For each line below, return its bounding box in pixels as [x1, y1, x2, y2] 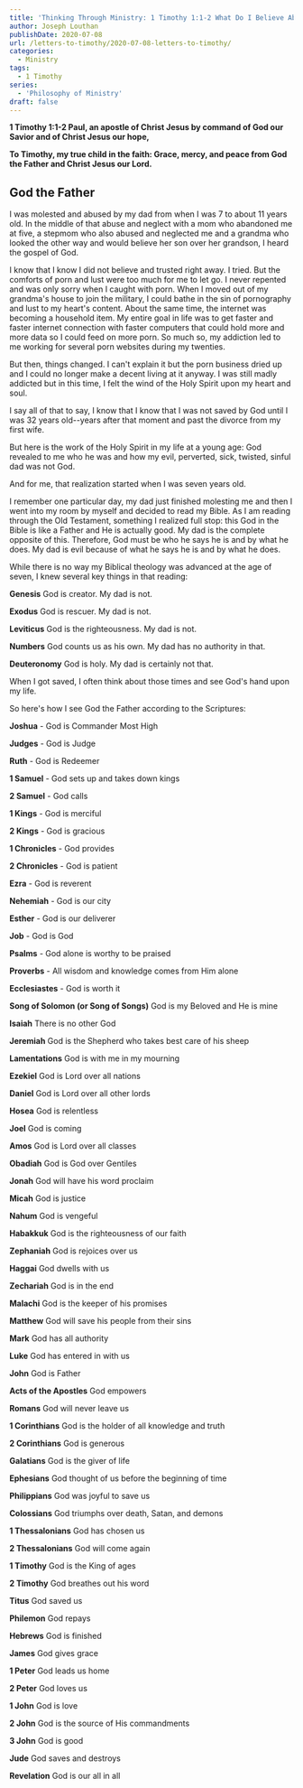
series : [9, 80, 39, 89]
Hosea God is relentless [9, 1105, 99, 1116]
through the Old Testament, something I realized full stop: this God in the [9, 516, 280, 526]
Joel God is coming [9, 1123, 82, 1134]
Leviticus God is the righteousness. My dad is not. [9, 624, 197, 635]
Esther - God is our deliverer [9, 913, 116, 924]
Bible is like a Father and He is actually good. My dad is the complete [9, 525, 265, 535]
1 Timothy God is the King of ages [9, 1560, 137, 1571]
